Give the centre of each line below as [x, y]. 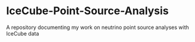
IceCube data [23, 33]
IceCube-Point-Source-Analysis [87, 11]
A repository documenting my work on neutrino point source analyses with [97, 27]
